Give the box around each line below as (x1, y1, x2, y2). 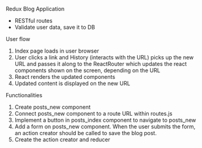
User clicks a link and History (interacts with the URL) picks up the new (14, 54, 194, 61)
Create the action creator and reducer (14, 136, 111, 143)
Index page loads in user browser (14, 47, 99, 54)
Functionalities (6, 92, 43, 98)
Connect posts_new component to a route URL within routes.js (14, 110, 173, 117)
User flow (6, 35, 31, 42)
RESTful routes (14, 17, 53, 24)
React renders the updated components (14, 73, 116, 80)
